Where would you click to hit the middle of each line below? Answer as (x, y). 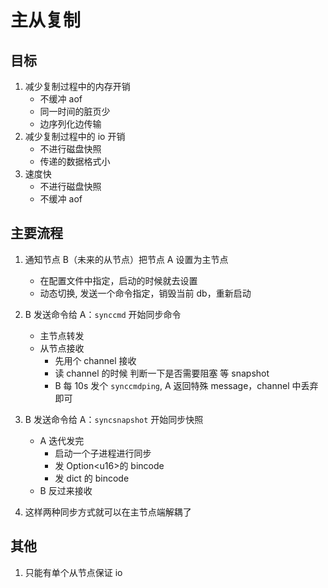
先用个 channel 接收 (95, 360)
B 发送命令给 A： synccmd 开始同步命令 (103, 314)
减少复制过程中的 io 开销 (75, 136)
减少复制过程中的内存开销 (77, 86)
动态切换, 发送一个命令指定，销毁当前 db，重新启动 (145, 293)
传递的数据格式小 (75, 161)
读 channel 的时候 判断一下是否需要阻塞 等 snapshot (162, 373)
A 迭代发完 (62, 440)
